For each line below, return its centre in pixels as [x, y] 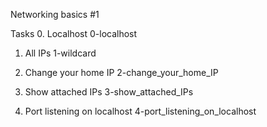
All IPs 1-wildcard [60, 53]
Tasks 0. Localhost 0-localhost [74, 33]
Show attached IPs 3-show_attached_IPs [109, 92]
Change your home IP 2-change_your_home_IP [121, 72]
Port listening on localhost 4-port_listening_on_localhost [140, 111]
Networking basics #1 [55, 14]
